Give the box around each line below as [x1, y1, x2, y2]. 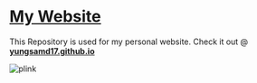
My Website [9, 6, 101, 27]
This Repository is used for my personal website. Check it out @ [9, 36, 249, 47]
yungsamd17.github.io [9, 45, 95, 56]
